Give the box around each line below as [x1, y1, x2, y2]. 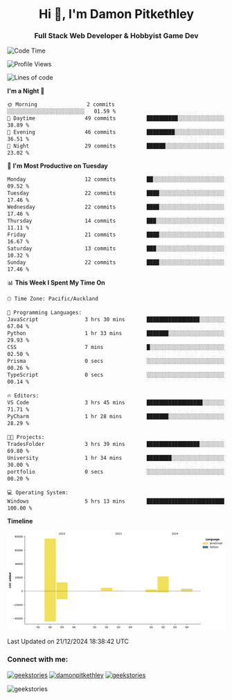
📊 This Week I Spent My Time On [7, 278, 105, 287]
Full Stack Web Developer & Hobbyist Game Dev [34, 31, 199, 41]
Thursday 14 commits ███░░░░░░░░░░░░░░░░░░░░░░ [7, 217, 225, 224]
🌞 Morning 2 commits [7, 101, 116, 108]
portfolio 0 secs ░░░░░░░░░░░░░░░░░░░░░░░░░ [7, 469, 225, 476]
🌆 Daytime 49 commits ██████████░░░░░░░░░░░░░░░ [7, 115, 225, 122]
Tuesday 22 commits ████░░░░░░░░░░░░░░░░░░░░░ [7, 190, 225, 197]
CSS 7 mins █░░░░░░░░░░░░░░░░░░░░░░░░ [7, 344, 225, 351]
